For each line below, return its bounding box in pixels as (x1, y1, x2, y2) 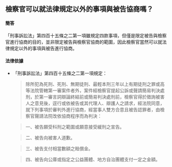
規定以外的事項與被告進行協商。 (9, 45, 77, 51)
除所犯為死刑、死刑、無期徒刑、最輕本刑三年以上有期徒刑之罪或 (25, 81, 160, 87)
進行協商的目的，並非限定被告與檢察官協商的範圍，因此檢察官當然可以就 (9, 39, 162, 45)
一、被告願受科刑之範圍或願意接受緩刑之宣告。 (25, 124, 124, 130)
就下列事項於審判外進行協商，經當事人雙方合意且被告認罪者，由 (25, 106, 160, 112)
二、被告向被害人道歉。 (25, 134, 75, 140)
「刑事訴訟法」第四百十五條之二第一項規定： (12, 70, 107, 76)
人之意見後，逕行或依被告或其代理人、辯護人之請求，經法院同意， (25, 100, 165, 106)
